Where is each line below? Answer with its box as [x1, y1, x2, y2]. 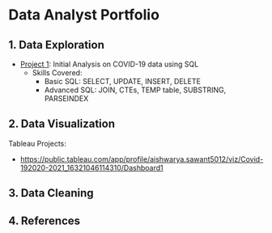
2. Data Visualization [8, 117, 116, 131]
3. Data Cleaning [8, 186, 95, 200]
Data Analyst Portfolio [8, 6, 160, 24]
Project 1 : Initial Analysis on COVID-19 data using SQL [19, 59, 199, 69]
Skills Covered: [32, 68, 83, 78]
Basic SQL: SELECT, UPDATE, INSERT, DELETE [44, 77, 201, 86]
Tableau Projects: [8, 138, 67, 148]
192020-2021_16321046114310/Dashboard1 [19, 163, 164, 172]
